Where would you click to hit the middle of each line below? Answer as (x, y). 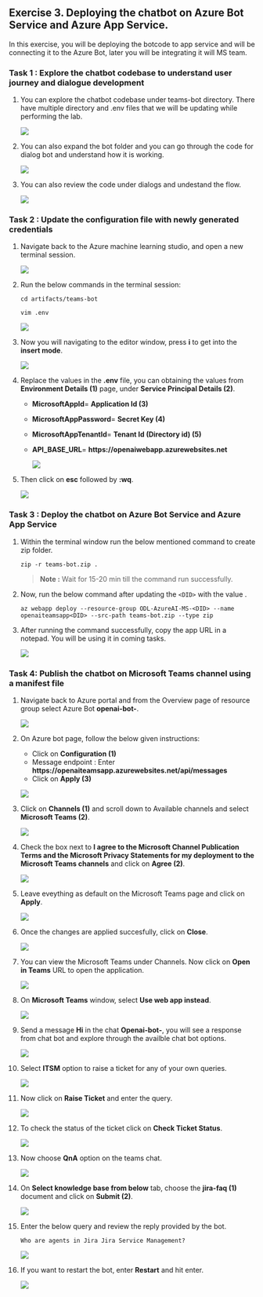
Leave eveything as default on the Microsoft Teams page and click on (132, 893)
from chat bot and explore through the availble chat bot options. (123, 1038)
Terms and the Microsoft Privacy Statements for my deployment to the (137, 855)
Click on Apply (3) (62, 779)
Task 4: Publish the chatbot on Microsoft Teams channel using (130, 673)
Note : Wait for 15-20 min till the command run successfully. (136, 579)
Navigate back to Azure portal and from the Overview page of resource (135, 700)
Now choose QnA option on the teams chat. (91, 1158)
